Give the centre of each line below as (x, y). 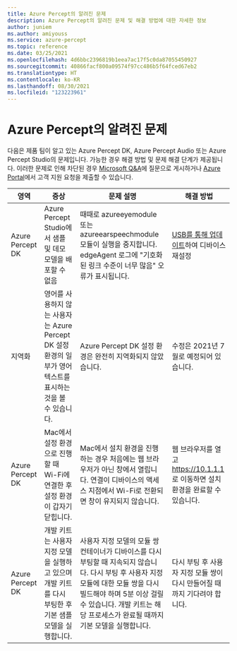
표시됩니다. (112, 276)
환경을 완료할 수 (196, 490)
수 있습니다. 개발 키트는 (116, 604)
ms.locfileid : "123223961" (47, 92)
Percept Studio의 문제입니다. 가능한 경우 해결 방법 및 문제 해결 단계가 (103, 160)
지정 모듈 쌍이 (202, 573)
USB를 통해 (190, 235)
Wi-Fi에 (57, 475)
